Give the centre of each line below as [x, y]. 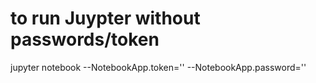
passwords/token [85, 39]
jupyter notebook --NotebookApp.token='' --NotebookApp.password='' [158, 67]
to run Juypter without [105, 18]
